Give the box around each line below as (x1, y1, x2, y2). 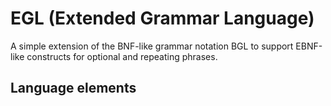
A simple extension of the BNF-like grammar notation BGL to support (10, 40, 294, 52)
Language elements (10, 80, 137, 97)
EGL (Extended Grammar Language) (10, 7, 315, 30)
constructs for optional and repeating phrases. (26, 50, 218, 62)
